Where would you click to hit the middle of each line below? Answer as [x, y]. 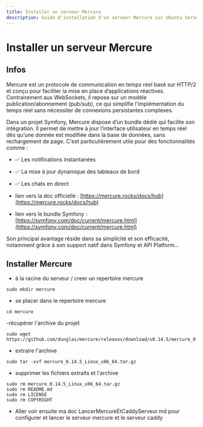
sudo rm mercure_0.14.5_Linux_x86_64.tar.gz [63, 384]
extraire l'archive [36, 351]
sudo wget [19, 334]
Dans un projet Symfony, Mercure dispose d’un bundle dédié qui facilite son [101, 122]
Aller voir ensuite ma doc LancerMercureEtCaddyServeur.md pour [97, 411]
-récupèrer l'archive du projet [43, 323]
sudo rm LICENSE [27, 395]
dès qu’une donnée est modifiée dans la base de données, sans [86, 134]
